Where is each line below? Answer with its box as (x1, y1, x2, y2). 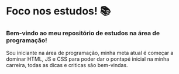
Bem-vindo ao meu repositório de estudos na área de (6, 29, 160, 38)
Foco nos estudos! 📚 (6, 5, 111, 18)
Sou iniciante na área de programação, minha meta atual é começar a (6, 50, 174, 57)
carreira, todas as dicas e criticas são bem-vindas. (6, 62, 128, 69)
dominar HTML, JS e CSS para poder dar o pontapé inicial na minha (6, 55, 170, 62)
